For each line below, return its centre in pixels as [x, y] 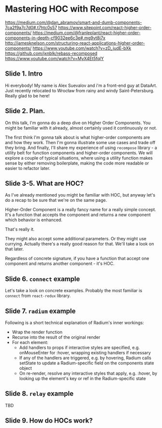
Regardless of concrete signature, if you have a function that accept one [77, 259]
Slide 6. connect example [43, 279]
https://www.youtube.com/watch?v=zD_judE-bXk [82, 48]
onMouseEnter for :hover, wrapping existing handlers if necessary [85, 353]
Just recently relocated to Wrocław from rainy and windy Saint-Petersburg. [80, 90]
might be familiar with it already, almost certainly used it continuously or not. [81, 128]
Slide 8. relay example [39, 394]
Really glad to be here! [27, 96]
